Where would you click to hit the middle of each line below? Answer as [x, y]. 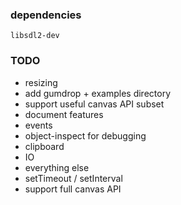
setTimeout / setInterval [73, 178]
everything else [57, 167]
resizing [41, 82]
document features [64, 114]
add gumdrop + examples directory [98, 93]
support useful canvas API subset [94, 104]
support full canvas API [73, 189]
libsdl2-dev [35, 36]
